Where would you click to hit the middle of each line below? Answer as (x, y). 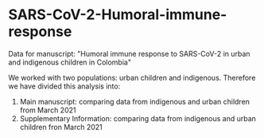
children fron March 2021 (61, 127)
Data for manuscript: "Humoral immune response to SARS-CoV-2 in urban (129, 53)
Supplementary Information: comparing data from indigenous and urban (138, 118)
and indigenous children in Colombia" (70, 62)
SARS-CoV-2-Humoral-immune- (118, 15)
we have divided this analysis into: (64, 86)
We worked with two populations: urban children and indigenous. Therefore (132, 77)
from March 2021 (48, 110)
